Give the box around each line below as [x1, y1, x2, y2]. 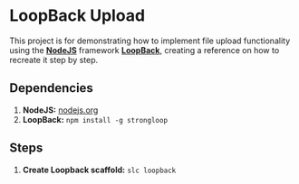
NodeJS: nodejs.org [22, 105, 99, 115]
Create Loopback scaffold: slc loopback [22, 164, 177, 175]
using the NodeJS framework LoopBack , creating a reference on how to [9, 44, 280, 55]
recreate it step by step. [9, 54, 99, 65]
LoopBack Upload [9, 5, 146, 26]
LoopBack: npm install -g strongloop [22, 114, 169, 124]
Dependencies [9, 80, 93, 96]
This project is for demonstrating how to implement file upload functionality [9, 35, 291, 46]
